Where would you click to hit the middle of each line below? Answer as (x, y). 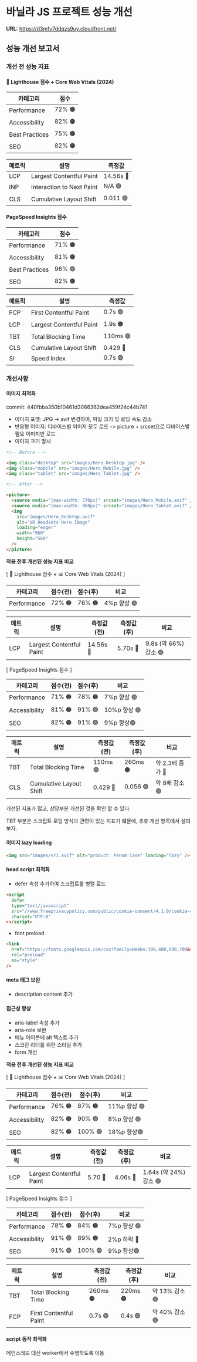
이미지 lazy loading (29, 842)
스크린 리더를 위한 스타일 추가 (48, 1045)
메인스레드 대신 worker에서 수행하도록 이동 (55, 1353)
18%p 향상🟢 (125, 1132)
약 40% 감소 (169, 1312)
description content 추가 (44, 994)
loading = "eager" (37, 528)
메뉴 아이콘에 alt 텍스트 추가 (47, 1037)
